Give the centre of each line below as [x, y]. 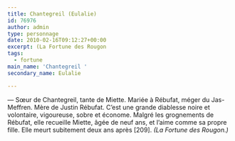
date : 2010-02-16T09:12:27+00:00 [57, 40]
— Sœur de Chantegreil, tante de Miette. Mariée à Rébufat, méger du [109, 99]
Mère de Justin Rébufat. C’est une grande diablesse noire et [122, 107]
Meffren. [20, 107]
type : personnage [33, 34]
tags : [15, 54]
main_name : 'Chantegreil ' [47, 67]
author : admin [28, 27]
